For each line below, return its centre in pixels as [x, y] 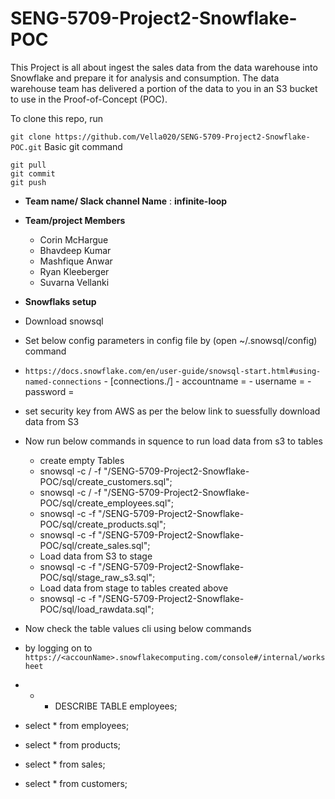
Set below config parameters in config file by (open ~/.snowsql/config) [171, 340]
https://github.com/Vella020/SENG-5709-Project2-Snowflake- [182, 137]
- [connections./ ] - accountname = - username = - [207, 381]
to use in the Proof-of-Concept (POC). [89, 99]
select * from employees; [77, 725]
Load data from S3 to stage [96, 556]
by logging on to [58, 648]
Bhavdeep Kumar [75, 250]
